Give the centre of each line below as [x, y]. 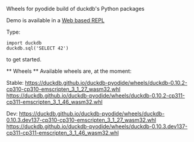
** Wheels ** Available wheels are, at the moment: [69, 71]
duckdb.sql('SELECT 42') [37, 48]
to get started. [24, 59]
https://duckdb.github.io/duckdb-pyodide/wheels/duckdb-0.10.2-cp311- [96, 95]
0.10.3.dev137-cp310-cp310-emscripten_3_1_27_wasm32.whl [81, 120]
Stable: [15, 83]
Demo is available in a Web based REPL [55, 20]
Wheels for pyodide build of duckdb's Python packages [76, 9]
